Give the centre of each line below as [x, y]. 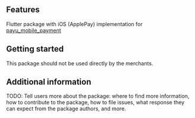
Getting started [35, 49]
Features [23, 10]
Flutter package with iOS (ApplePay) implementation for [74, 24]
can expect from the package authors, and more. [66, 109]
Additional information [49, 82]
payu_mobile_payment [34, 30]
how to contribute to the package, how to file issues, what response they [95, 103]
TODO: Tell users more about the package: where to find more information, [98, 96]
